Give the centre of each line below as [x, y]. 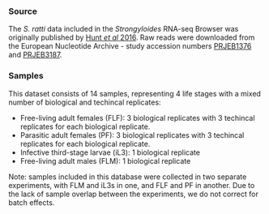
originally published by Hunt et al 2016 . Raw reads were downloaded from [132, 37]
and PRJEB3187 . [35, 55]
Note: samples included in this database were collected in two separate [128, 177]
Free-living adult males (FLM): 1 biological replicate [105, 160]
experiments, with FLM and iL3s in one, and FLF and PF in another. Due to [132, 185]
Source [23, 11]
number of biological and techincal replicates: [85, 102]
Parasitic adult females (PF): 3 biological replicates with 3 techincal [132, 135]
